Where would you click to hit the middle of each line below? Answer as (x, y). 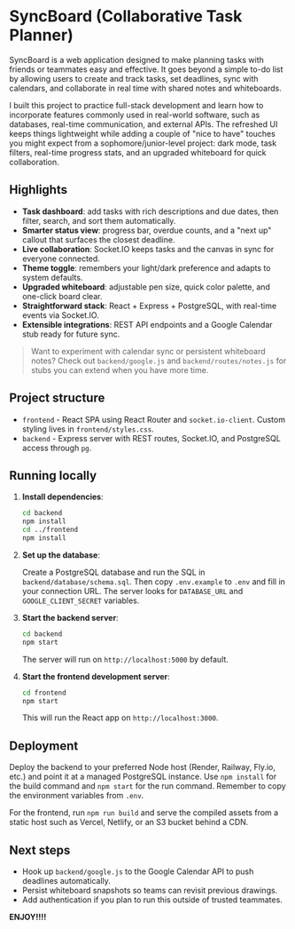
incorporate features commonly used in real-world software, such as (135, 115)
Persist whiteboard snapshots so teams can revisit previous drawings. (150, 890)
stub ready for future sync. (71, 334)
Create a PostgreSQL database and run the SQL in (113, 572)
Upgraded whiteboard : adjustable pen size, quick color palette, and (146, 287)
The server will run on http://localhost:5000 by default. (125, 659)
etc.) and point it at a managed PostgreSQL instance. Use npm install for (143, 777)
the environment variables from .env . (77, 796)
